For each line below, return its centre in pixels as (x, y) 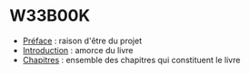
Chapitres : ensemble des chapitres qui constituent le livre (131, 60)
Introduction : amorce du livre (78, 50)
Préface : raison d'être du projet (82, 41)
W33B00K (50, 16)
